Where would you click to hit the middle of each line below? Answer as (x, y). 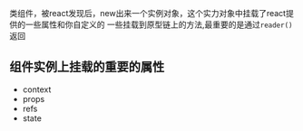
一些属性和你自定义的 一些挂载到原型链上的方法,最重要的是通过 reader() (159, 24)
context (37, 89)
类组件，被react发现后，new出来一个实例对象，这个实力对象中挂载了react (148, 13)
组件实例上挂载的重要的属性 (87, 67)
